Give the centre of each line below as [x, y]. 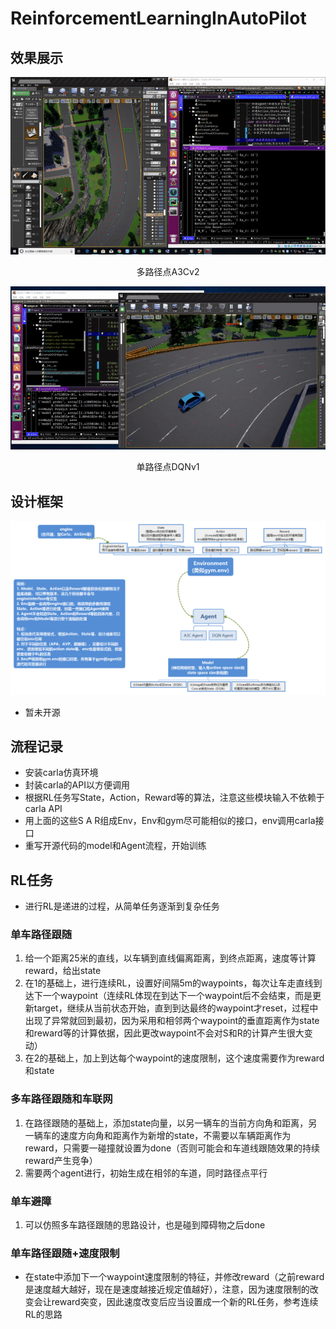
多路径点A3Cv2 [168, 271]
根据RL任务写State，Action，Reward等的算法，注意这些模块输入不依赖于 [174, 798]
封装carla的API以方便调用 [77, 785]
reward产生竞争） [61, 1160]
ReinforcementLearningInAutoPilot [158, 18]
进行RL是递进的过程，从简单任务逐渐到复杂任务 [122, 906]
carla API [43, 809]
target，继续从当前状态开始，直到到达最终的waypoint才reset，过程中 [176, 1008]
